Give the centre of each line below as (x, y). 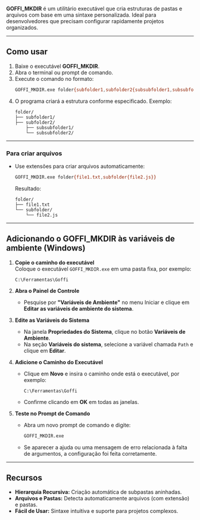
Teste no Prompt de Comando (52, 414)
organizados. (22, 27)
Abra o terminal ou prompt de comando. (64, 72)
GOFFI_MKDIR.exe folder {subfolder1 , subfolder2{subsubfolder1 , (93, 90)
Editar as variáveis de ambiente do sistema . (79, 308)
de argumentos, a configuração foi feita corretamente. (90, 453)
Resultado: (28, 188)
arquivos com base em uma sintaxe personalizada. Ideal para (81, 15)
